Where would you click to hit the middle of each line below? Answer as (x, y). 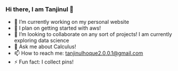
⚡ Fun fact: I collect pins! (44, 62)
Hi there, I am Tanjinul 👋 (40, 9)
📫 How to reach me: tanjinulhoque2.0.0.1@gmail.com (78, 53)
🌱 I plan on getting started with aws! (57, 28)
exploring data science (42, 41)
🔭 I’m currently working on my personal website (71, 22)
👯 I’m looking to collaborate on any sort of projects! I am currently (93, 34)
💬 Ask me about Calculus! (45, 47)
